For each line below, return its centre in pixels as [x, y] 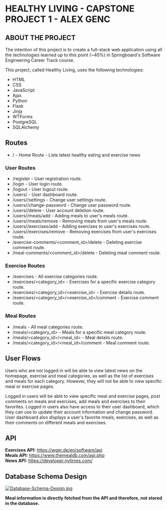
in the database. [22, 504]
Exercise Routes [25, 266]
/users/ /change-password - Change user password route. [72, 205]
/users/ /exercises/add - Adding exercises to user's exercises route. [82, 226]
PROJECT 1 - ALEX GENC [58, 19]
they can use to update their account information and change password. [79, 412]
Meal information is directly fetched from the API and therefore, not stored [84, 498]
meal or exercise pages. [30, 386]
